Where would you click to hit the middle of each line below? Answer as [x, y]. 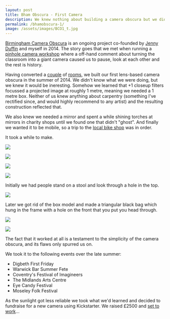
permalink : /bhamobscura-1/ [35, 24]
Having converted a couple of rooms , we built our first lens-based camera [82, 75]
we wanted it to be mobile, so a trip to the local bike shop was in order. [79, 128]
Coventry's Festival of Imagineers [48, 275]
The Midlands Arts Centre [39, 280]
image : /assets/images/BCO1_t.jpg [42, 29]
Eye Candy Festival [32, 286]
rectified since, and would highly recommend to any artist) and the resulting [84, 101]
